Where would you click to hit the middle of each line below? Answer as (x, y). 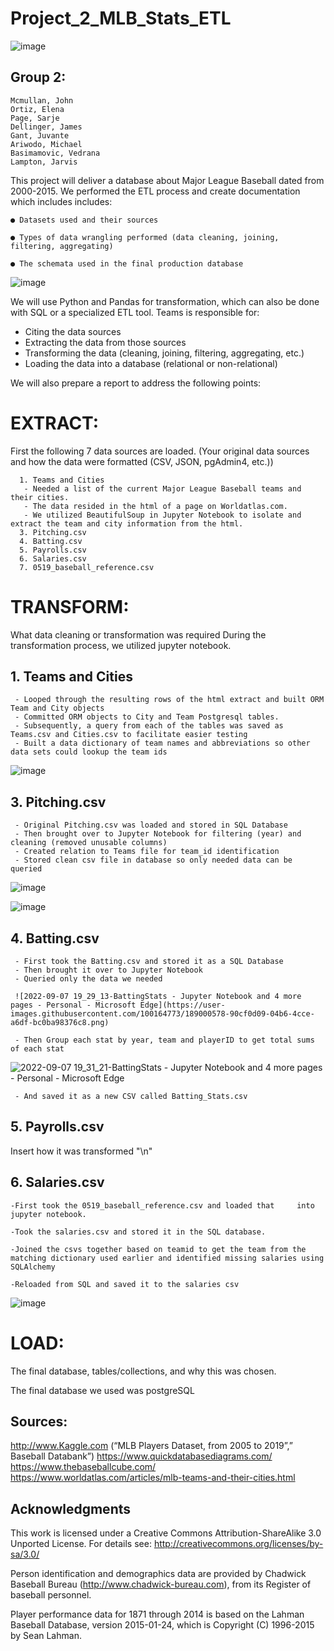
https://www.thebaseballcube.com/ (83, 1467)
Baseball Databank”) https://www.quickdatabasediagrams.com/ (141, 1456)
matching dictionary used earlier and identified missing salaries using (167, 1258)
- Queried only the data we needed (88, 979)
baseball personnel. (51, 1595)
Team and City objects (57, 708)
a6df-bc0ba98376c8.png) (60, 1023)
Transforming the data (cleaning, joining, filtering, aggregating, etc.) (164, 353)
